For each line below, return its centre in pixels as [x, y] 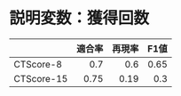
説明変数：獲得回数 [79, 18]
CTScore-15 [41, 78]
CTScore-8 [38, 64]
